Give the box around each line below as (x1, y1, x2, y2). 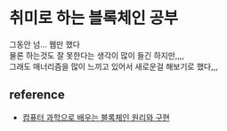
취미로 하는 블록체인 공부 (9, 8, 179, 28)
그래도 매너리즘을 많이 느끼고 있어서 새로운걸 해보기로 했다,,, (9, 61, 218, 72)
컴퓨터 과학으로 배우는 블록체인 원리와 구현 (21, 112, 171, 122)
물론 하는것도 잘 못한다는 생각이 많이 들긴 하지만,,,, (9, 50, 185, 60)
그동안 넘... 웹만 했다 (9, 39, 80, 50)
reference (9, 88, 65, 103)
